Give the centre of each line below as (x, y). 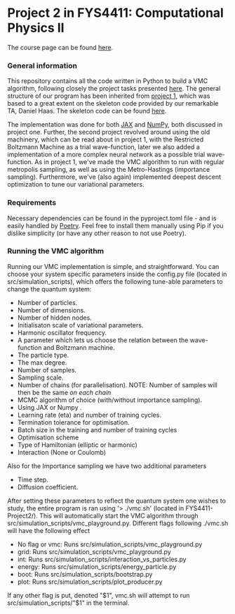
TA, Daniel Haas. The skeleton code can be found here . (87, 111)
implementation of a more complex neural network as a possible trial (106, 155)
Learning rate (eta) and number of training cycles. (89, 415)
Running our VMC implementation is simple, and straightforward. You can (113, 266)
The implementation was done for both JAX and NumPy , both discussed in (115, 125)
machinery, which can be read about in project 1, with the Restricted (106, 139)
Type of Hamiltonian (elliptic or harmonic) (78, 444)
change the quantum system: (49, 289)
